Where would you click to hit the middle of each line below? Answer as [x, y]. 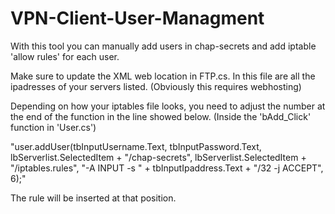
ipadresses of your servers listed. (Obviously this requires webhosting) [156, 86]
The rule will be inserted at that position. [93, 198]
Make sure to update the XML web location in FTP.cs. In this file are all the [163, 76]
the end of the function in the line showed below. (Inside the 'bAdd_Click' [161, 116]
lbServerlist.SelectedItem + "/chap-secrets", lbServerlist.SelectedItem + [158, 157]
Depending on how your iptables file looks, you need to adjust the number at [168, 106]
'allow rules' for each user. [65, 56]
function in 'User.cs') [53, 127]
